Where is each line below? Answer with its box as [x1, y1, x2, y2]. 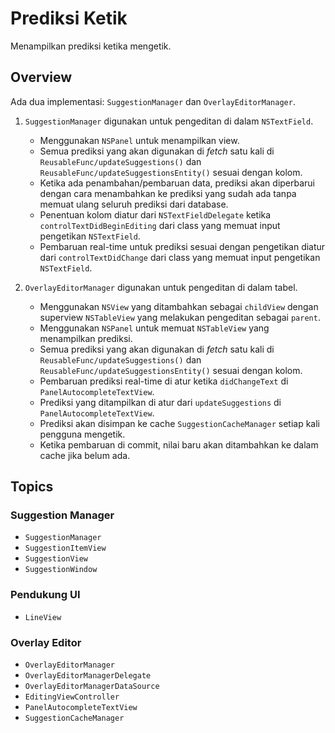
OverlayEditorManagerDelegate [24, 671, 152, 681]
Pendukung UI [10, 588, 81, 602]
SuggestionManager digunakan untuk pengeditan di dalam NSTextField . [24, 115, 314, 127]
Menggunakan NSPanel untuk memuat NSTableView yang [39, 322, 270, 334]
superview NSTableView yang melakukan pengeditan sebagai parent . [39, 311, 321, 323]
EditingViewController [24, 692, 120, 702]
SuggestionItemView [24, 543, 107, 554]
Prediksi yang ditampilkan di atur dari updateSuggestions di [39, 396, 282, 408]
